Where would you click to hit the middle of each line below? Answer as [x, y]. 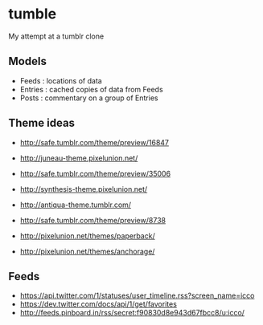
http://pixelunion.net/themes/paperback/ [87, 236]
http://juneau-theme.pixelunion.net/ [79, 158]
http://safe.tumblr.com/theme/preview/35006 [95, 173]
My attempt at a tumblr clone [56, 36]
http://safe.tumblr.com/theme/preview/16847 [95, 142]
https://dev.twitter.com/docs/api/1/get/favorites [98, 304]
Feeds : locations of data [61, 80]
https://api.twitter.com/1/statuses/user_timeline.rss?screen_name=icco [137, 296]
